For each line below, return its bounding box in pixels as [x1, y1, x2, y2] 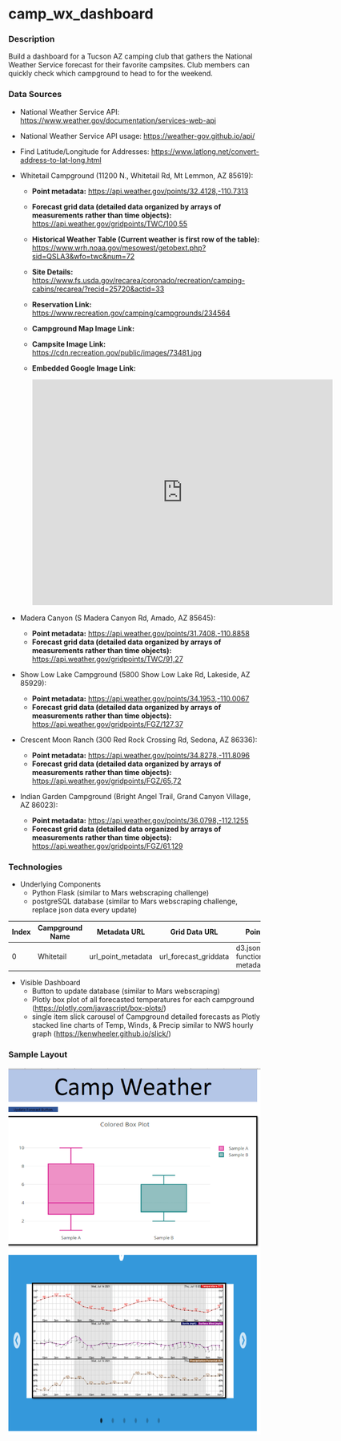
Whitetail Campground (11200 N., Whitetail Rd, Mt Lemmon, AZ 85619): [19, 170, 254, 181]
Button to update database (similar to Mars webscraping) [31, 986, 220, 996]
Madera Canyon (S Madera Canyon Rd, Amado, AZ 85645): [19, 613, 216, 623]
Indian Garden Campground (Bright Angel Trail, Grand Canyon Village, [19, 791, 251, 801]
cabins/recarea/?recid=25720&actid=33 [31, 284, 165, 294]
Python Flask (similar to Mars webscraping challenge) [31, 888, 210, 898]
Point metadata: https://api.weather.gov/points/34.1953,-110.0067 [31, 693, 250, 703]
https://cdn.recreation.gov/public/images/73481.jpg [31, 347, 203, 357]
